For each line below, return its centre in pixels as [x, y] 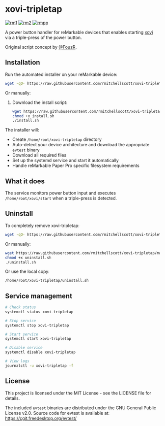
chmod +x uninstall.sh [28, 258]
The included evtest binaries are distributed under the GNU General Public [81, 408]
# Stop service [21, 321]
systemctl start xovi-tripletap [38, 339]
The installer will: [22, 130]
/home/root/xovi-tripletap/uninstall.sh [47, 281]
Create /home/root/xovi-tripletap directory [57, 139]
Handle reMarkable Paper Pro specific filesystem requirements [76, 165]
